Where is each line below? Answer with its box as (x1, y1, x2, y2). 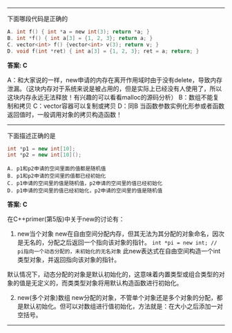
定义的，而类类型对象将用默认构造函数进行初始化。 (37, 279, 183, 287)
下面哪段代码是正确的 (7, 15, 68, 23)
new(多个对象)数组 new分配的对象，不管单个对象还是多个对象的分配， (17, 294, 217, 302)
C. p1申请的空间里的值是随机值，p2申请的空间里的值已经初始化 (7, 180, 163, 187)
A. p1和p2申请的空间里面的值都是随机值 (7, 165, 106, 173)
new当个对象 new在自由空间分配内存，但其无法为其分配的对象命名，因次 (17, 229, 225, 238)
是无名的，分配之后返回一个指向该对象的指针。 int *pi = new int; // (17, 238, 217, 247)
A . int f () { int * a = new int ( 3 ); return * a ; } (7, 28, 150, 35)
